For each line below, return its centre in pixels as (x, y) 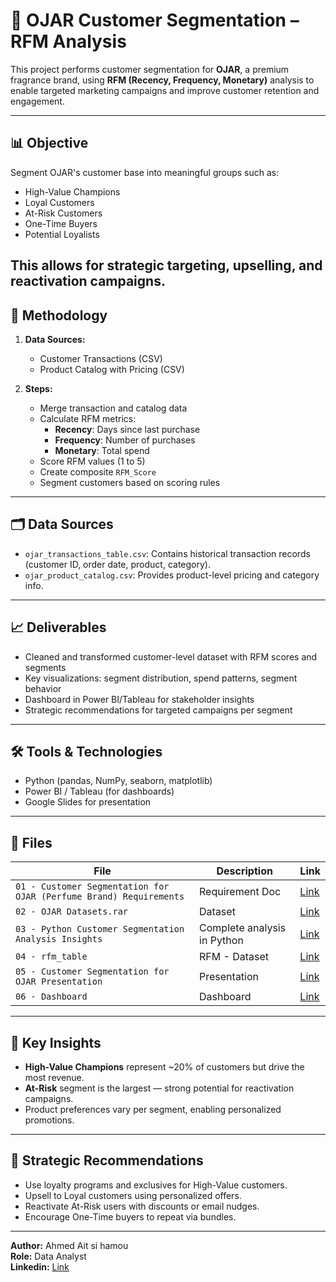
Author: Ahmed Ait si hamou (69, 1245)
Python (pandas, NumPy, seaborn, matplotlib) (118, 781)
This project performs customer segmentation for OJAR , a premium (150, 69)
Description (244, 871)
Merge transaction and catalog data (113, 408)
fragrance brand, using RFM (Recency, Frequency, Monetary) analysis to (162, 80)
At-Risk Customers (63, 213)
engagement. (37, 101)
